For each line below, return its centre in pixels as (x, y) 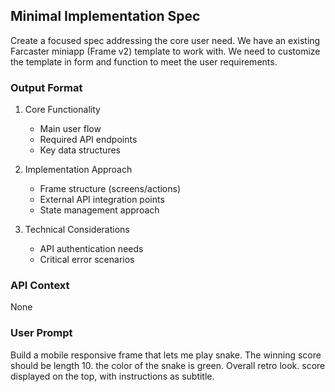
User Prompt (41, 333)
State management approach (99, 210)
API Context (40, 286)
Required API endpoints (88, 140)
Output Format (46, 87)
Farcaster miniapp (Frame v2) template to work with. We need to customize (165, 51)
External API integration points (102, 200)
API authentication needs (91, 249)
